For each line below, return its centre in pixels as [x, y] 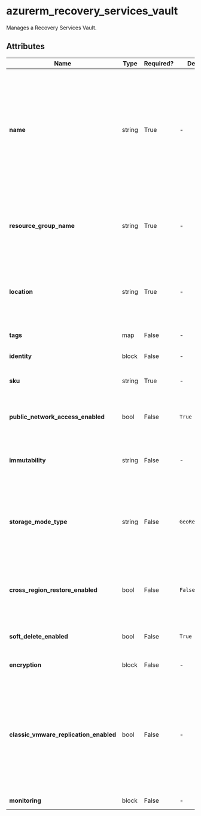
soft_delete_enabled [39, 636]
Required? [159, 63]
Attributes [25, 46]
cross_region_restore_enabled [53, 590]
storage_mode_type [38, 522]
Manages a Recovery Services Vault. [51, 28]
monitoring [25, 800]
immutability [28, 460]
